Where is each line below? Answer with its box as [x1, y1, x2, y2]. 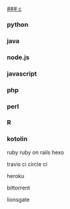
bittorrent [7, 184, 30, 191]
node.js [7, 53, 30, 62]
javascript [7, 69, 37, 78]
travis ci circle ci [7, 160, 48, 168]
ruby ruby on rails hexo [7, 149, 64, 156]
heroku [7, 172, 25, 179]
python [7, 20, 29, 29]
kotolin [7, 135, 28, 143]
